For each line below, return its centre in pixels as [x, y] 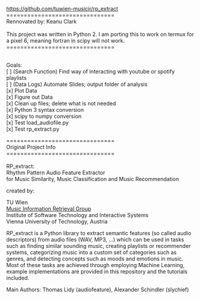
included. [18, 278]
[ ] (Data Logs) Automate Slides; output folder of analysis [77, 84]
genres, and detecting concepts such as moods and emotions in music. [95, 259]
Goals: [14, 65]
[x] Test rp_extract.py [33, 129]
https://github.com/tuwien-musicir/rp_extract [62, 9]
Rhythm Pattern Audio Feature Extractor [56, 173]
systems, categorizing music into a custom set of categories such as [91, 252]
